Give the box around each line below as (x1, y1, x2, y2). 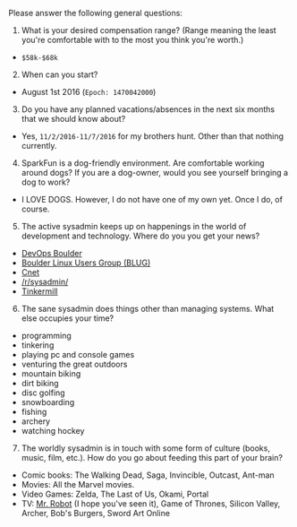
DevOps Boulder (21, 248, 82, 258)
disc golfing (21, 387, 65, 398)
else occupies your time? (21, 313, 114, 324)
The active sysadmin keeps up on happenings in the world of (21, 221, 247, 231)
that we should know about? (21, 114, 126, 124)
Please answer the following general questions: (8, 8, 182, 18)
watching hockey (21, 426, 85, 436)
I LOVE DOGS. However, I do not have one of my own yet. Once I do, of (21, 194, 284, 204)
